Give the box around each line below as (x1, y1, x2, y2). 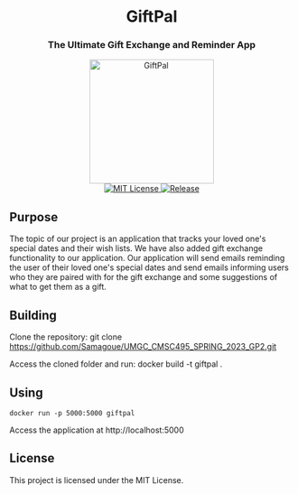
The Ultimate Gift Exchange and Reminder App (48, 39, 256, 51)
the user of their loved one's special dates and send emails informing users (9, 262, 289, 273)
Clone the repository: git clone (9, 331, 123, 342)
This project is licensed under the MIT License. (9, 474, 184, 485)
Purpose (9, 210, 59, 225)
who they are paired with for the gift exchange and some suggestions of (9, 272, 278, 283)
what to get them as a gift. (9, 282, 107, 293)
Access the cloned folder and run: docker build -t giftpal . (9, 359, 223, 369)
